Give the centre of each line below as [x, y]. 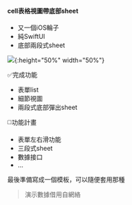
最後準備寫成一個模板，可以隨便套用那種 [66, 180]
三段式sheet [35, 149]
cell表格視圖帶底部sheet [43, 11]
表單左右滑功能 [39, 139]
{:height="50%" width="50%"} [60, 61]
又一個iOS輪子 [38, 27]
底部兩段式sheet [41, 45]
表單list [28, 90]
